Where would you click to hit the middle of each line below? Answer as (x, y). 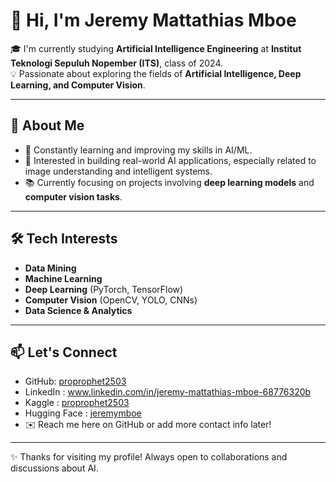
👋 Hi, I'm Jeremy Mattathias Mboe (153, 20)
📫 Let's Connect (64, 352)
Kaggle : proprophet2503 (77, 403)
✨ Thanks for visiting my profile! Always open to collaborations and (149, 457)
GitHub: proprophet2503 (75, 381)
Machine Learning (63, 278)
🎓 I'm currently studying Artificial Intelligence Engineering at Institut (156, 48)
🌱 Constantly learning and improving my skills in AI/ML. (138, 150)
